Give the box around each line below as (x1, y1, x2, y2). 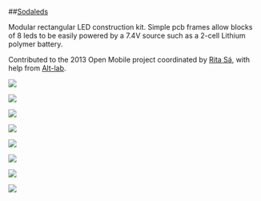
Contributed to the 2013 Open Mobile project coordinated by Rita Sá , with (8, 55, 251, 64)
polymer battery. (8, 39, 63, 49)
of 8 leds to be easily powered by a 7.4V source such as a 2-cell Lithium (8, 31, 246, 40)
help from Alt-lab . (8, 63, 66, 73)
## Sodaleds (8, 7, 49, 16)
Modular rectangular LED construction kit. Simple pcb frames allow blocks (8, 22, 253, 31)
